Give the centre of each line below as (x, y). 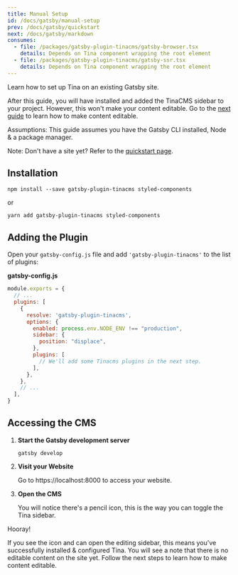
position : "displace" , (72, 341)
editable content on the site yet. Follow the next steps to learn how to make (117, 557)
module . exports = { (36, 289)
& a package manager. (40, 137)
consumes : (22, 40)
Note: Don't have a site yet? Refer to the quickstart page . (91, 150)
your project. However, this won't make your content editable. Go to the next (119, 108)
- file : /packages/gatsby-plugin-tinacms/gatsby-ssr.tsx (100, 60)
